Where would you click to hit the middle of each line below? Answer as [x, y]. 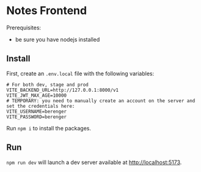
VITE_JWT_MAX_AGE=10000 [37, 95]
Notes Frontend [47, 11]
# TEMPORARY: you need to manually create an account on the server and [101, 101]
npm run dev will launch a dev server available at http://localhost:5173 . [94, 162]
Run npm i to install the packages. [49, 128]
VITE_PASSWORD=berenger [37, 117]
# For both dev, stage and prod [47, 84]
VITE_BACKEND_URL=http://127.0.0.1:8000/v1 [63, 90]
